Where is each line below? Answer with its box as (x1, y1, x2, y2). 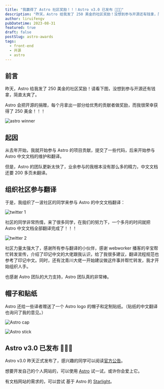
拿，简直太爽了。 (5, 92, 40, 98)
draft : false (5, 30, 32, 35)
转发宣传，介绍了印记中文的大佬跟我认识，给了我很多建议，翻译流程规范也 (9, 251, 159, 257)
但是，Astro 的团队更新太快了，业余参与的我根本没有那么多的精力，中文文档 (5, 164, 158, 169)
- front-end (9, 43, 34, 48)
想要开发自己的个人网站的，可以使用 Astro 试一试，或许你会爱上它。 (5, 368, 143, 374)
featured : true (5, 25, 36, 30)
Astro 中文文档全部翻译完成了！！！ (5, 225, 77, 231)
